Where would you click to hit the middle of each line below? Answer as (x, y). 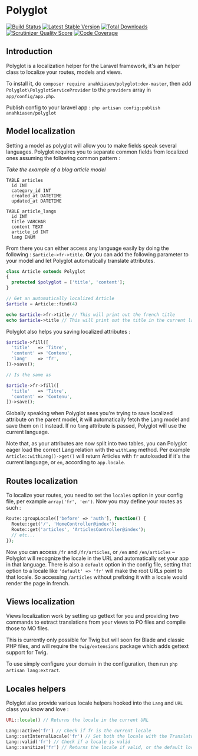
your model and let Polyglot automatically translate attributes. (80, 260)
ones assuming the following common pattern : (63, 158)
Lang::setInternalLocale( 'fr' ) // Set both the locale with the (87, 736)
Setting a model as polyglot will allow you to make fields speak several (91, 145)
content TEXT (27, 227)
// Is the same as (29, 375)
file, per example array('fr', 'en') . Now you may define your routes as (94, 501)
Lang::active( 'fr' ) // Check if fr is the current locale (79, 731)
